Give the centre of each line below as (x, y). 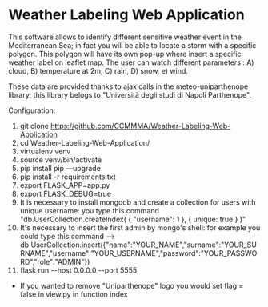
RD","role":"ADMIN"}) (55, 261)
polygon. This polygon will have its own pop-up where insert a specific (125, 54)
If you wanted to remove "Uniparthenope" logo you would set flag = (132, 285)
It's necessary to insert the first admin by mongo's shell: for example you (140, 227)
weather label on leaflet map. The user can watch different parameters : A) (131, 62)
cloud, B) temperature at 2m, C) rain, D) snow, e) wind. (98, 70)
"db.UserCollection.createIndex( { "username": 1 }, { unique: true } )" (133, 219)
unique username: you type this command (90, 210)
